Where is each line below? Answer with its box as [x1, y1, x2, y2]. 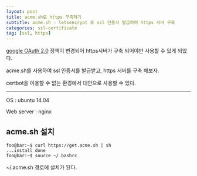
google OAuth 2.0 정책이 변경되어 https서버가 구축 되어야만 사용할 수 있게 [6, 48, 176, 55]
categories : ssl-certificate [6, 25, 77, 31]
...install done [6, 147, 46, 153]
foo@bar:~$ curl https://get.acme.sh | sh [6, 142, 111, 148]
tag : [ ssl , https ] [6, 31, 51, 36]
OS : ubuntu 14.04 [6, 97, 50, 104]
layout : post [6, 8, 38, 15]
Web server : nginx [6, 108, 52, 115]
